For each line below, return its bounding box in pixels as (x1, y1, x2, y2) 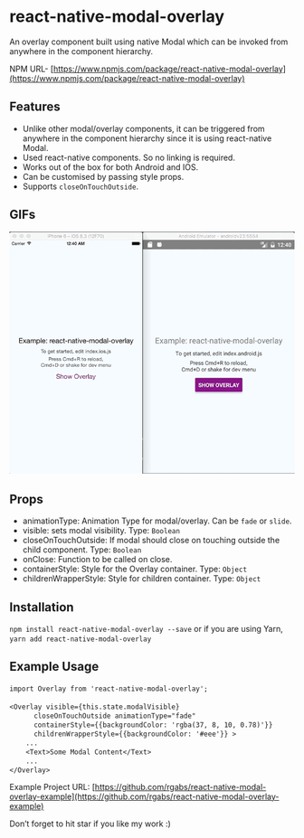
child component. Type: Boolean (22, 544, 142, 555)
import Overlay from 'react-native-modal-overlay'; (9, 684, 208, 693)
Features (9, 99, 61, 115)
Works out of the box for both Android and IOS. (22, 161, 199, 173)
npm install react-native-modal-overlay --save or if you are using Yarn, (9, 623, 283, 634)
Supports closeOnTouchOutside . (22, 181, 138, 192)
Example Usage (9, 659, 100, 674)
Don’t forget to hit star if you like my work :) (9, 818, 172, 829)
